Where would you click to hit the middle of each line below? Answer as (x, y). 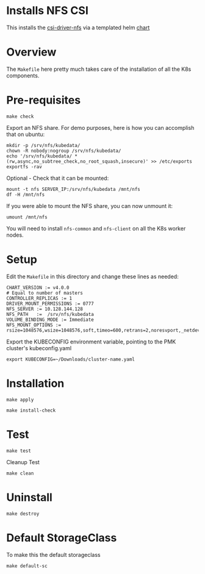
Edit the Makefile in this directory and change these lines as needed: (92, 276)
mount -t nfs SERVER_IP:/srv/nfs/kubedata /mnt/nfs (73, 189)
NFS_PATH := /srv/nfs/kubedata (50, 314)
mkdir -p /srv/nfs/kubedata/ (43, 145)
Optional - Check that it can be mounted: (58, 178)
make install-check (31, 410)
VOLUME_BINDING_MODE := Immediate (50, 320)
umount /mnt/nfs (27, 217)
